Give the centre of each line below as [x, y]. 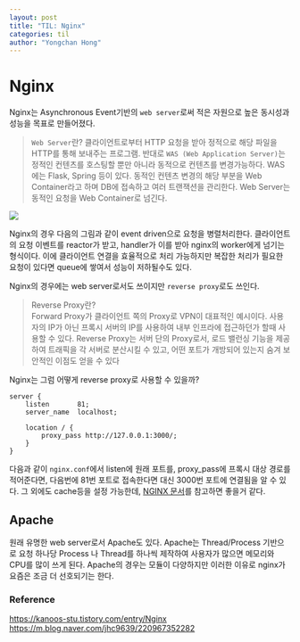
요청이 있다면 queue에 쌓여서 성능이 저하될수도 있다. [100, 267]
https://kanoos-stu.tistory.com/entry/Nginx [88, 619]
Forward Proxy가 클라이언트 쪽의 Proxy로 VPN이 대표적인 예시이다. [149, 317]
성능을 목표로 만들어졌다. [52, 123]
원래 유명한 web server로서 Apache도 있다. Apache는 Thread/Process [135, 542]
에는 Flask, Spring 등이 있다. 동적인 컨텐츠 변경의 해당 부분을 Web [146, 176]
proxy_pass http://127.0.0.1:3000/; [109, 436]
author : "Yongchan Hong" [55, 42]
